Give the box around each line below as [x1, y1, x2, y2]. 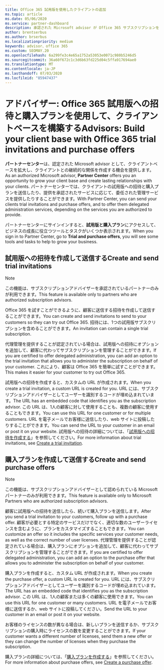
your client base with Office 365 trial [5, 133, 156, 145]
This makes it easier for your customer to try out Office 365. [5, 369, 126, 375]
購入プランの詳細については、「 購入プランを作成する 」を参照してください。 [5, 654, 157, 660]
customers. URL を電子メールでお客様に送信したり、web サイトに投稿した [5, 416, 155, 422]
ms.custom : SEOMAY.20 [5, 48, 49, 53]
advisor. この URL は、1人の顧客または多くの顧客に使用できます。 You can [5, 594, 153, 600]
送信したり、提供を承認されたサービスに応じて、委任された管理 [18, 189, 146, 195]
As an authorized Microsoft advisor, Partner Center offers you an [5, 172, 137, 178]
